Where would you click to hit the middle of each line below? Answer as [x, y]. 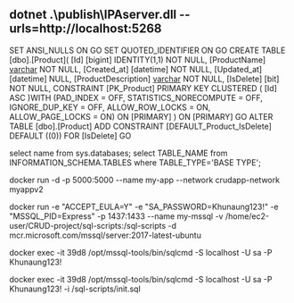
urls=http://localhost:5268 [86, 29]
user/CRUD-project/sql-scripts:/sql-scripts [88, 225]
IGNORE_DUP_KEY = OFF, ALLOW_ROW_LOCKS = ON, [110, 107]
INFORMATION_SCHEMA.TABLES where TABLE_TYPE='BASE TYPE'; [135, 162]
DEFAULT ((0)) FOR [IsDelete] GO [70, 135]
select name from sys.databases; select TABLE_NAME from [118, 153]
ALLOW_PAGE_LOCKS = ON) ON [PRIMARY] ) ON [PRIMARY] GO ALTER [141, 116]
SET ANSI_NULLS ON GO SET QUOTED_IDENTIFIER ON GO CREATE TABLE [147, 50]
